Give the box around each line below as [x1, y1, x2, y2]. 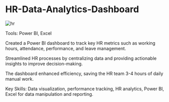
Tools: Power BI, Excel [5, 30, 52, 36]
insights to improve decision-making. [5, 60, 83, 66]
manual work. [5, 76, 34, 82]
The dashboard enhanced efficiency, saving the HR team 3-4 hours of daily [5, 70, 164, 77]
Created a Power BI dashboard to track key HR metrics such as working [5, 40, 156, 46]
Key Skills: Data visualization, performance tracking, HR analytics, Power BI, [5, 85, 164, 92]
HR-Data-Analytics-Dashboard [5, 4, 139, 15]
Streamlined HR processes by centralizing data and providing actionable [5, 55, 157, 61]
